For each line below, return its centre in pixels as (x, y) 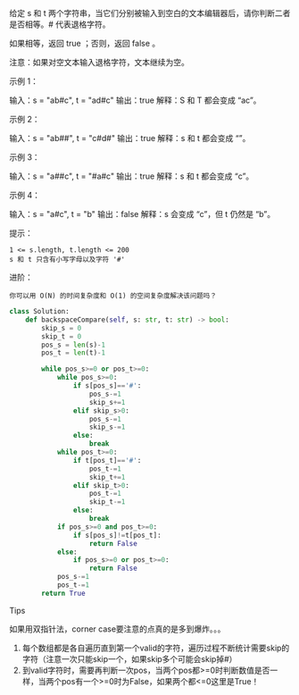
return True (64, 593)
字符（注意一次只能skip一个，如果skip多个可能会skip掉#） (129, 658)
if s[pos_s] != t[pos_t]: (117, 535)
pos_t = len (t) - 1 (73, 353)
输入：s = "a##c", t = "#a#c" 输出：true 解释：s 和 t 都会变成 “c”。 (132, 176)
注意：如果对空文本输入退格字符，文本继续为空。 (99, 62)
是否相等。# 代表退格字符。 (60, 24)
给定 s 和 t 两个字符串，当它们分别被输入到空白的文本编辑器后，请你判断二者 (150, 13)
